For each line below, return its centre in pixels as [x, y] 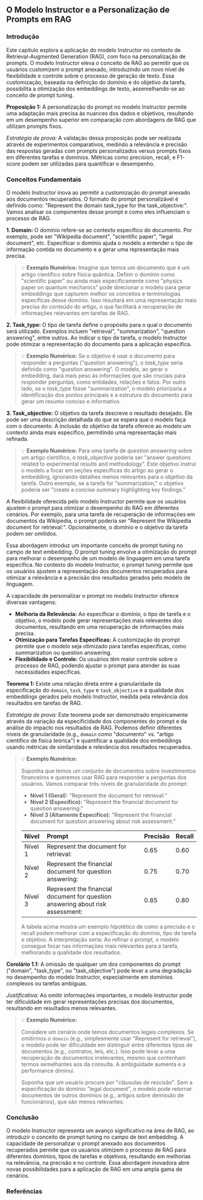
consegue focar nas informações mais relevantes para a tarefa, [100, 946]
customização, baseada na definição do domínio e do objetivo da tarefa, [96, 82]
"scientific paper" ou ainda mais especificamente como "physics [102, 281]
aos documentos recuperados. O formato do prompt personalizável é [92, 199]
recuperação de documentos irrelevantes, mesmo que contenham [103, 1058]
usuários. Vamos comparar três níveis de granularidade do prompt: [105, 783]
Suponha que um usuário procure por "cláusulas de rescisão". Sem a [107, 1082]
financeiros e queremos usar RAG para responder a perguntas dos [104, 777]
